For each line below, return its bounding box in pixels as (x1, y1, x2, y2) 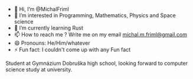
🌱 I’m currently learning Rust (14, 24, 84, 31)
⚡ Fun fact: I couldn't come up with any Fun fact (14, 46, 131, 53)
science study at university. (5, 66, 73, 73)
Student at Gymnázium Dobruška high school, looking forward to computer (5, 60, 188, 67)
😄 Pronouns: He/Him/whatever (14, 39, 90, 47)
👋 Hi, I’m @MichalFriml (14, 6, 69, 12)
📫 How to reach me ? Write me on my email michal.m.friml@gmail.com (14, 31, 187, 38)
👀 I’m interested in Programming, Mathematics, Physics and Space (14, 12, 176, 19)
